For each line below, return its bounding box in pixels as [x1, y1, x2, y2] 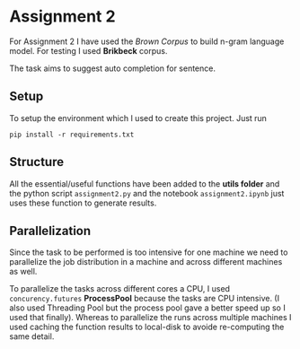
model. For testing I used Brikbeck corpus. [9, 45, 168, 56]
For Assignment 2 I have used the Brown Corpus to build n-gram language [9, 36, 285, 47]
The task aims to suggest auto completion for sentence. [9, 63, 216, 74]
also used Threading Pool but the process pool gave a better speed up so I [9, 302, 286, 313]
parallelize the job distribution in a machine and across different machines [9, 257, 283, 267]
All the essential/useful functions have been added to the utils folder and [9, 178, 280, 189]
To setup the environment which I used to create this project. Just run [9, 112, 268, 123]
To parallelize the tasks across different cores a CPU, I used [9, 284, 231, 294]
